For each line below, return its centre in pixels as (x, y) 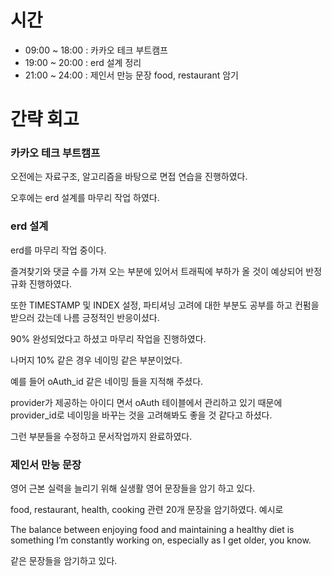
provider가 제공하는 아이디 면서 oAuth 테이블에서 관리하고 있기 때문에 (146, 402)
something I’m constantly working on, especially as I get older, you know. (161, 540)
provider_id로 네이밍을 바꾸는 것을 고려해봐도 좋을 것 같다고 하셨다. (141, 415)
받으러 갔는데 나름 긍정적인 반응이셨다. (85, 317)
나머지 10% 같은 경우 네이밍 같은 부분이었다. (96, 360)
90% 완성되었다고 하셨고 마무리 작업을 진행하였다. (108, 338)
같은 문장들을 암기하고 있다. (64, 561)
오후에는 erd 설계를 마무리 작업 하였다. (85, 198)
